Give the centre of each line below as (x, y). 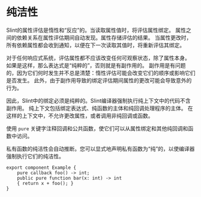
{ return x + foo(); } (45, 183)
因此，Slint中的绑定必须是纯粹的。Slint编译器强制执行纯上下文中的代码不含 (98, 100)
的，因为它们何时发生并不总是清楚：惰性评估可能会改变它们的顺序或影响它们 (101, 73)
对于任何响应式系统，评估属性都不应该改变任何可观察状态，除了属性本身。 (98, 58)
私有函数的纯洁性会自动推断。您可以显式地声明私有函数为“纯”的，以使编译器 (100, 148)
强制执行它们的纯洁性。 (35, 156)
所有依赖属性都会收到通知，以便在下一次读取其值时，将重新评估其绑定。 (95, 45)
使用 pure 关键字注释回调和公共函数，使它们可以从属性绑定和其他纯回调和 (97, 128)
